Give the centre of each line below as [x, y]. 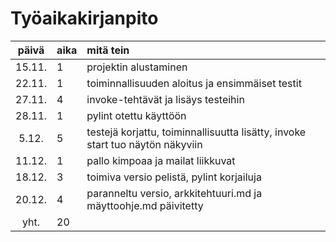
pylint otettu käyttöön [136, 115]
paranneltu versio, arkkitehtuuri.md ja [174, 193]
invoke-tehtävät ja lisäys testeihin [165, 99]
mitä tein [108, 50]
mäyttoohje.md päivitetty [145, 205]
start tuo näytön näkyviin [144, 144]
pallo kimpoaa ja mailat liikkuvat [161, 160]
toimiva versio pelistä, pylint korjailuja [174, 177]
